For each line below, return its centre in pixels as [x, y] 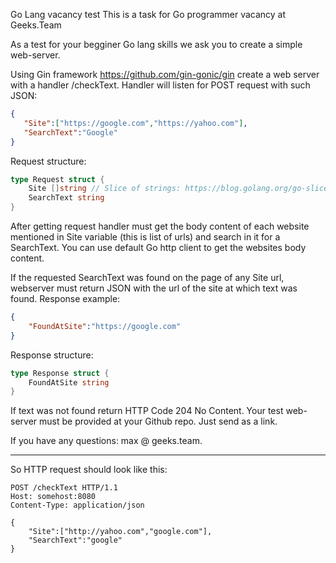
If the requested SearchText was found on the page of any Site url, [147, 277]
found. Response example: [65, 298]
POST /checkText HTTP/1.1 [64, 488]
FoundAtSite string [69, 382]
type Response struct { [60, 373]
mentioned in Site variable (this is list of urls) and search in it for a [145, 237]
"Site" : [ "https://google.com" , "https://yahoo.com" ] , [135, 123]
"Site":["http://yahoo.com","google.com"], [120, 532]
